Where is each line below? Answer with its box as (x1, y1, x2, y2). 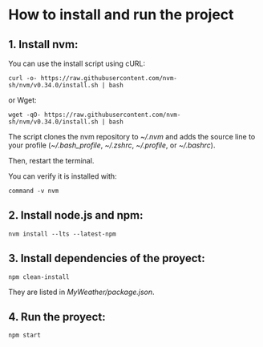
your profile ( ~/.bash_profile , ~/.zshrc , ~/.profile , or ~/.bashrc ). (8, 140, 216, 150)
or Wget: (8, 95, 38, 105)
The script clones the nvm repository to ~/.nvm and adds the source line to (8, 132, 256, 141)
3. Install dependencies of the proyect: (8, 252, 206, 265)
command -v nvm (8, 187, 59, 195)
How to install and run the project (8, 6, 234, 24)
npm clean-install (8, 272, 70, 281)
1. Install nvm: (8, 38, 79, 51)
